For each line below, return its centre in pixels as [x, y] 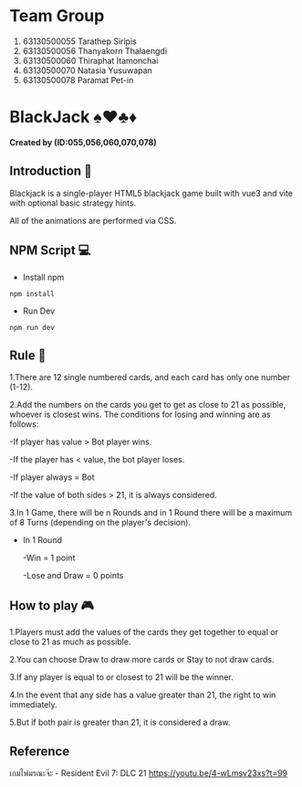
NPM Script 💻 [50, 251]
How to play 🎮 [52, 606]
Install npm [43, 277]
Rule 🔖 [28, 355]
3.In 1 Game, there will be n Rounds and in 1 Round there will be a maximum [151, 513]
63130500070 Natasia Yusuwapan [87, 70]
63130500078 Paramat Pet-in [78, 80]
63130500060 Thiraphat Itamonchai [90, 60]
